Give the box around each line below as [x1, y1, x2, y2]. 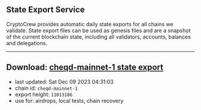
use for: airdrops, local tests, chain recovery [14, 97, 124, 104]
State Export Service [6, 5, 85, 15]
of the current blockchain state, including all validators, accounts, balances [6, 33, 191, 40]
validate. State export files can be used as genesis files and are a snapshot [6, 27, 191, 34]
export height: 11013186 [14, 90, 73, 98]
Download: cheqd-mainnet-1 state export [6, 62, 163, 73]
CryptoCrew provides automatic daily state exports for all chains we [6, 20, 173, 27]
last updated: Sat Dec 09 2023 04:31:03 [14, 78, 114, 85]
